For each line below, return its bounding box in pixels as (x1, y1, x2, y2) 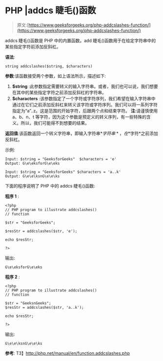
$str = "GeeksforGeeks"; (5, 220, 56, 225)
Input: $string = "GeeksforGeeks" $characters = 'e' (5, 156, 117, 162)
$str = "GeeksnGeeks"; (5, 300, 51, 306)
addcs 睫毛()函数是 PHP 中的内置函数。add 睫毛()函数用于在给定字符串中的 (5, 38, 156, 43)
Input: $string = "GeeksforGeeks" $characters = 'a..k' (5, 170, 121, 174)
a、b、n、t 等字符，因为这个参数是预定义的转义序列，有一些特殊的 (12, 114, 147, 120)
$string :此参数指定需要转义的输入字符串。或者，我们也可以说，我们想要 (12, 83, 159, 89)
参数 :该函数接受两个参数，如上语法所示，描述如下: (5, 73, 106, 79)
